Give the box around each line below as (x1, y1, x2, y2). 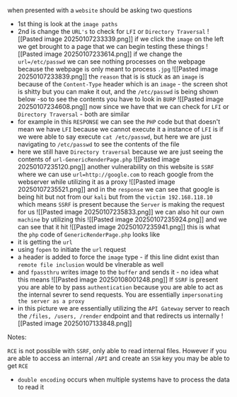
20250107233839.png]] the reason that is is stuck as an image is (17, 72, 204, 81)
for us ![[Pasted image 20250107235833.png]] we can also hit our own (17, 208, 224, 216)
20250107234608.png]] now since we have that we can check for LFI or (17, 103, 229, 110)
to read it (17, 383, 45, 391)
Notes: (7, 333, 27, 341)
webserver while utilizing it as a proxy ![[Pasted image (17, 178, 175, 186)
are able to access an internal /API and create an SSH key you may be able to (7, 354, 230, 362)
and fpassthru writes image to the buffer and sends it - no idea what (17, 268, 219, 276)
